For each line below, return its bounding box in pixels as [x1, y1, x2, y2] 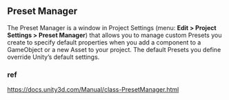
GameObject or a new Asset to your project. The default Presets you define [7, 45, 221, 53]
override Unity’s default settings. [7, 53, 100, 61]
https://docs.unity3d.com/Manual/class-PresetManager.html [7, 86, 179, 94]
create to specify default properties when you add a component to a [7, 38, 201, 47]
